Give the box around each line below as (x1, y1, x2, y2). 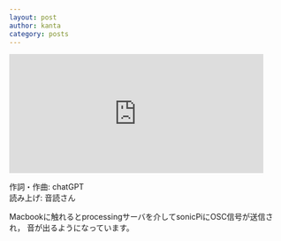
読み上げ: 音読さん (9, 192, 76, 204)
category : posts (9, 29, 69, 38)
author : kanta (9, 21, 62, 30)
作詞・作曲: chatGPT (9, 182, 85, 192)
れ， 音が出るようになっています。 (9, 222, 134, 233)
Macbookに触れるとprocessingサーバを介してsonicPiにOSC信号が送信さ (9, 212, 274, 222)
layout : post (9, 12, 57, 22)
